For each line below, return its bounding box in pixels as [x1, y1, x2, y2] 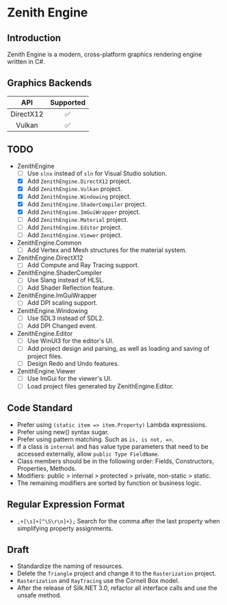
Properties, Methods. [16, 464, 77, 472]
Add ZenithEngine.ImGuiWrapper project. [27, 208, 141, 216]
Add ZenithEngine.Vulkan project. [27, 184, 122, 193]
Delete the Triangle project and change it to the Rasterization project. [16, 569, 217, 578]
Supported [50, 97, 86, 107]
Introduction [7, 32, 62, 44]
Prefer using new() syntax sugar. [16, 428, 109, 436]
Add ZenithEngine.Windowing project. [27, 192, 131, 200]
